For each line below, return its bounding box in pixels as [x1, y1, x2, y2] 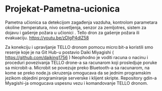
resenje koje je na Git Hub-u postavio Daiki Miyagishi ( [5, 49, 114, 55]
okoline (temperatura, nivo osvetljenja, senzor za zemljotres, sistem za [5, 24, 146, 30]
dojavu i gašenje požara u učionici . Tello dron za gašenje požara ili [5, 30, 140, 35]
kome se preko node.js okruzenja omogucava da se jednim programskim [5, 70, 151, 76]
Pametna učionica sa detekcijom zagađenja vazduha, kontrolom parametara [5, 19, 158, 25]
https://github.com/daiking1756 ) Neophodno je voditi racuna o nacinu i [5, 54, 148, 60]
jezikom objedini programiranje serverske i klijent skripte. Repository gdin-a [5, 75, 157, 81]
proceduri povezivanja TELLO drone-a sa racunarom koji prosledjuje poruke [5, 60, 158, 65]
